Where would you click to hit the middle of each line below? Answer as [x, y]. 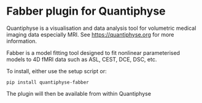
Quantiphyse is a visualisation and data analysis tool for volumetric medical [101, 28]
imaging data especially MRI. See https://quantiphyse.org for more [90, 34]
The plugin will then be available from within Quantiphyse [79, 93]
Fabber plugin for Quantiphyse [86, 11]
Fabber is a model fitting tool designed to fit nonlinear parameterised [93, 52]
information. [22, 41]
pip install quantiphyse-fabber [48, 82]
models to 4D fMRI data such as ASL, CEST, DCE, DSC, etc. [82, 59]
